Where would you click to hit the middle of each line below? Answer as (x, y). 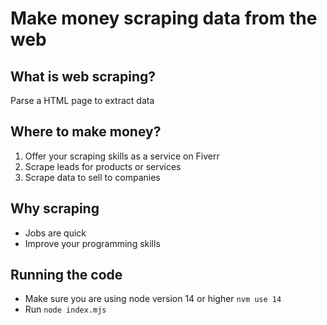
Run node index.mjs (65, 309)
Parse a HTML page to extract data (82, 100)
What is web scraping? (83, 76)
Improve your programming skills (92, 243)
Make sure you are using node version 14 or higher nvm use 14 (153, 299)
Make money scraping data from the (164, 18)
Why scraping (55, 208)
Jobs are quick (55, 233)
